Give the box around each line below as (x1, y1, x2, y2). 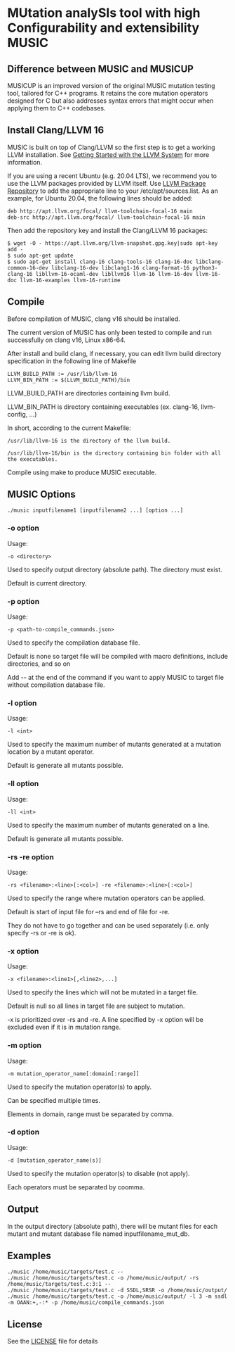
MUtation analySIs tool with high (7, 5, 201, 21)
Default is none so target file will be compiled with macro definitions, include (7, 652, 228, 661)
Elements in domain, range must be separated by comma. (7, 1110, 174, 1118)
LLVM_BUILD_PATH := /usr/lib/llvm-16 (7, 370, 118, 377)
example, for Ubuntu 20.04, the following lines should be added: (7, 194, 193, 202)
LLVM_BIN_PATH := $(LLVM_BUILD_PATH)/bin (7, 377, 130, 384)
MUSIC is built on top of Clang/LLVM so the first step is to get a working (7, 143, 215, 151)
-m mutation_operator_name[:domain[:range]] (7, 1070, 140, 1078)
